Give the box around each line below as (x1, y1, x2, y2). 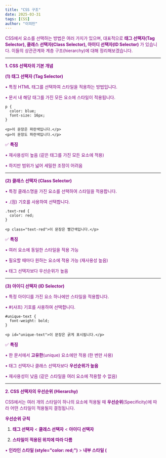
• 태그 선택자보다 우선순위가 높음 (5, 268, 68, 274)
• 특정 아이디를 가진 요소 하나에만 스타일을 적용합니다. (5, 293, 109, 300)
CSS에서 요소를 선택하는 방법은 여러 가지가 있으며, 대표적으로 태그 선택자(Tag (5, 35, 155, 41)
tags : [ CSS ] (5, 16, 30, 21)
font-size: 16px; (9, 113, 45, 118)
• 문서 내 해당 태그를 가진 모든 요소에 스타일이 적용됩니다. (5, 95, 116, 101)
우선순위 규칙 (5, 416, 31, 422)
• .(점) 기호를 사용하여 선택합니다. (5, 199, 70, 205)
